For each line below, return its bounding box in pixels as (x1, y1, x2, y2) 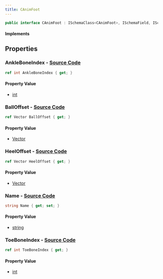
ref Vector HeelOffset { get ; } (5, 159, 70, 164)
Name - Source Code (5, 192, 55, 199)
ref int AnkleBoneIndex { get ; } (5, 70, 73, 75)
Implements (5, 31, 30, 37)
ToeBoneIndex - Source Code (5, 236, 76, 243)
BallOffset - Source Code (5, 104, 65, 110)
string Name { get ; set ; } (5, 203, 60, 208)
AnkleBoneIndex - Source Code (5, 59, 81, 66)
